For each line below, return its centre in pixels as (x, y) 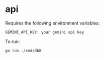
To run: (13, 41)
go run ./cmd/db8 (23, 50)
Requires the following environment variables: (53, 23)
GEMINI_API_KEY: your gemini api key (45, 32)
